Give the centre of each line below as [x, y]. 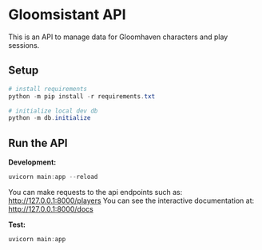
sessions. [24, 45]
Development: [32, 162]
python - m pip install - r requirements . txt [82, 96]
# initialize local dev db [53, 111]
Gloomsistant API [67, 15]
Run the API [38, 143]
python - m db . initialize [50, 118]
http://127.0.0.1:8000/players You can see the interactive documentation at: [131, 200]
